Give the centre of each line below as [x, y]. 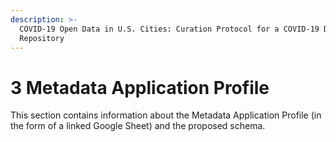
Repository [42, 38]
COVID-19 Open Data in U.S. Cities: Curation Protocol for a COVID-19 [169, 29]
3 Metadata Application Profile [140, 87]
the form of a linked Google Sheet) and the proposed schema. [138, 126]
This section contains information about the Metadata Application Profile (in [166, 115]
